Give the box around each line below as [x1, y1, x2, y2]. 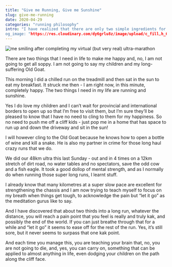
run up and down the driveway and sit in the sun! [5, 124, 109, 130]
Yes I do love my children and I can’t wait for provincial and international [5, 103, 157, 108]
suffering [5, 66, 25, 72]
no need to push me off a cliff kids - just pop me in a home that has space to [5, 119, 166, 125]
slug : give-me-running [5, 12, 54, 17]
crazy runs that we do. [5, 145, 53, 151]
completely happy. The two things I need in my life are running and [5, 87, 146, 93]
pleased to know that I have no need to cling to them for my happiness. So [5, 113, 162, 120]
